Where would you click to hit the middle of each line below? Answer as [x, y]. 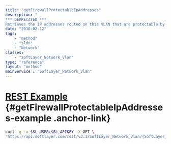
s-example [28, 118]
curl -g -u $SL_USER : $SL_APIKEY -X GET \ [50, 132]
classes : [15, 52]
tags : [11, 34]
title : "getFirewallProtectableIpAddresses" [53, 10]
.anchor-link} [82, 118]
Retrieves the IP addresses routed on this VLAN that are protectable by [85, 24]
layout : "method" [24, 67]
